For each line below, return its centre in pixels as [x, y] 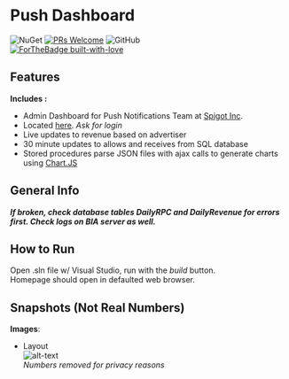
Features [35, 77]
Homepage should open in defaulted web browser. [103, 280]
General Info [45, 191]
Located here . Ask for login [72, 125]
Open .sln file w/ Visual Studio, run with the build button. [113, 270]
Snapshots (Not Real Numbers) [98, 308]
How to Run [43, 249]
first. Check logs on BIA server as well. [83, 221]
